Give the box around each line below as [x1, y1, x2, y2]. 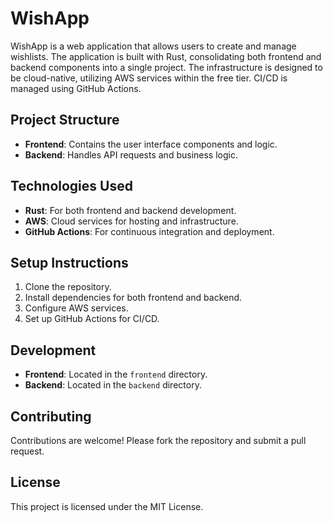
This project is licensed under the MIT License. [10, 500, 204, 512]
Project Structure [10, 112, 120, 129]
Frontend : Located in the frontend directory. [24, 368, 208, 381]
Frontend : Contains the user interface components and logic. [24, 138, 278, 150]
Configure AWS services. [24, 302, 129, 314]
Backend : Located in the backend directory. [24, 379, 202, 391]
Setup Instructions [10, 254, 129, 271]
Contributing [10, 408, 92, 425]
